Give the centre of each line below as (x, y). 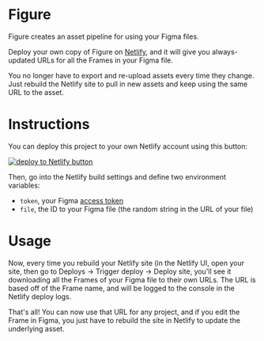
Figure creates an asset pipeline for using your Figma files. (104, 36)
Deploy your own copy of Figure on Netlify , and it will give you (109, 51)
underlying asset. (36, 328)
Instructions (49, 125)
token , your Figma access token (72, 200)
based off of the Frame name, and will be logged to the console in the (121, 288)
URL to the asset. (36, 92)
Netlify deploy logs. (40, 296)
